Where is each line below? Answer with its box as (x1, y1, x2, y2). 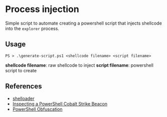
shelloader (12, 95, 35, 101)
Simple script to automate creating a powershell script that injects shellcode (5, 20, 162, 26)
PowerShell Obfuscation (12, 106, 63, 112)
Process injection (5, 4, 79, 15)
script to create (5, 67, 37, 73)
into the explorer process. (5, 25, 59, 31)
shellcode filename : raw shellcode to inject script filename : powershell (5, 62, 154, 68)
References (5, 82, 42, 91)
